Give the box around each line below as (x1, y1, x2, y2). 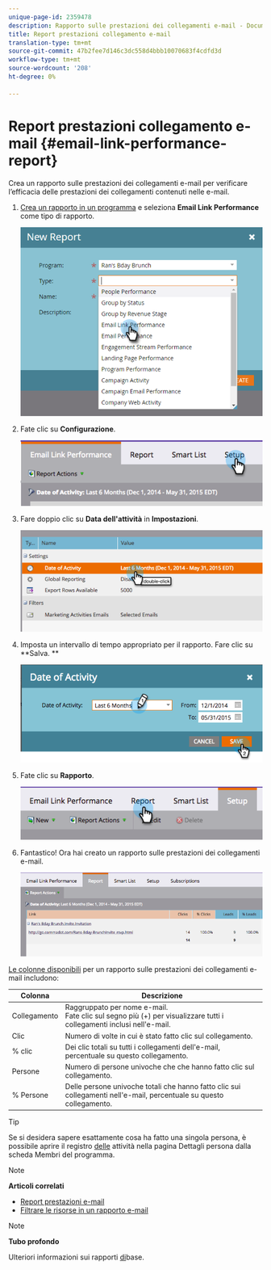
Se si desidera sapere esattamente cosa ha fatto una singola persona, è (8, 1132, 247, 1142)
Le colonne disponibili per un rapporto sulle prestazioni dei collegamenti (8, 964, 248, 974)
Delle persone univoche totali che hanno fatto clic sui (65, 1082, 241, 1091)
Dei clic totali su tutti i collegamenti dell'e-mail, (65, 1042, 220, 1052)
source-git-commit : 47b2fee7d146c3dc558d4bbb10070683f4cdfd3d (8, 47, 222, 56)
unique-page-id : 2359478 (8, 13, 92, 21)
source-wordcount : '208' (8, 65, 92, 73)
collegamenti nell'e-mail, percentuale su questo (65, 1091, 224, 1100)
